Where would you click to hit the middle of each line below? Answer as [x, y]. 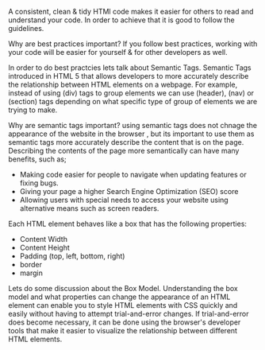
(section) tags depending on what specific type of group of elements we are [133, 101]
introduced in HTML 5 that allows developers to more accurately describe [129, 76]
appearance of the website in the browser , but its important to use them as [131, 134]
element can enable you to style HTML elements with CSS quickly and [123, 305]
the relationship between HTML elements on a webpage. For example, [123, 84]
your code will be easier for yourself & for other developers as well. [118, 52]
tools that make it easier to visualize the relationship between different [123, 331]
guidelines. [26, 28]
